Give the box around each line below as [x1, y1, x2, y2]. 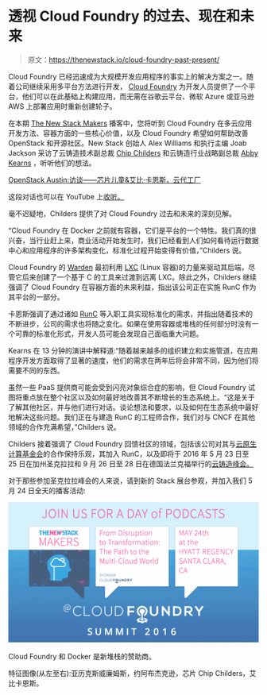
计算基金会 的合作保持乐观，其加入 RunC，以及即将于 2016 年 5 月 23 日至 [8, 449, 250, 458]
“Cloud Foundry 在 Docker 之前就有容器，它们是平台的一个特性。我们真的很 [8, 226, 257, 235]
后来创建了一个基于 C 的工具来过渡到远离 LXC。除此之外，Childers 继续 [21, 272, 257, 282]
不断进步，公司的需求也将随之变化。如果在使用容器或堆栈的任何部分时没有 [8, 319, 252, 328]
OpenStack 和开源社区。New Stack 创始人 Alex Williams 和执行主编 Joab [8, 138, 247, 148]
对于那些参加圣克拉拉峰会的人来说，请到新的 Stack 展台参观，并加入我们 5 [8, 476, 253, 485]
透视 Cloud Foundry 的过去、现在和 [8, 7, 241, 25]
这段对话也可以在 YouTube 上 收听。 [8, 191, 125, 201]
